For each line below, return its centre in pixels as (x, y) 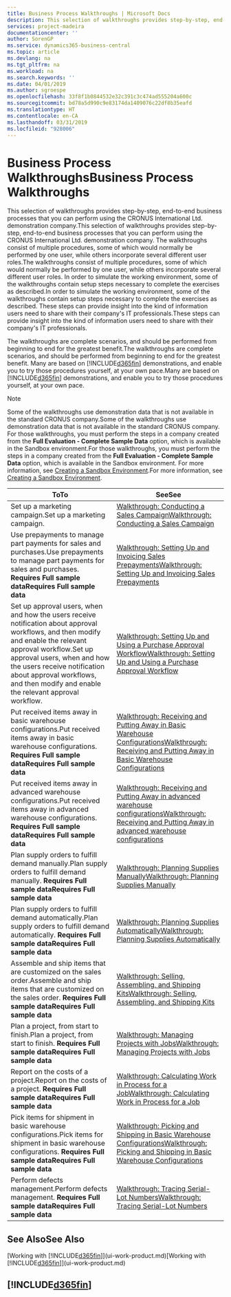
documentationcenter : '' (43, 33)
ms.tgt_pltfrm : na (33, 65)
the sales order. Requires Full (58, 998)
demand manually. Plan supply (59, 863)
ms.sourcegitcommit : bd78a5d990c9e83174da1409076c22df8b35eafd (100, 103)
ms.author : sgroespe (37, 90)
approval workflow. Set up (52, 649)
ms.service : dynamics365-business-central (69, 45)
